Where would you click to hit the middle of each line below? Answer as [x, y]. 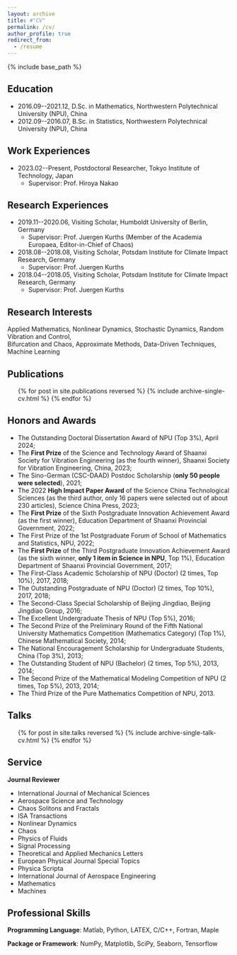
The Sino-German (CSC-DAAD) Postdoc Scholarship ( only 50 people [119, 475]
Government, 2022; [46, 528]
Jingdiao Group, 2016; [50, 610]
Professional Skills [49, 913]
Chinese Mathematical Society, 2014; [71, 640]
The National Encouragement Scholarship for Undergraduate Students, [121, 648]
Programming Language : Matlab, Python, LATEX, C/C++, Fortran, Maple [113, 930]
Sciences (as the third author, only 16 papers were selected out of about [123, 498]
